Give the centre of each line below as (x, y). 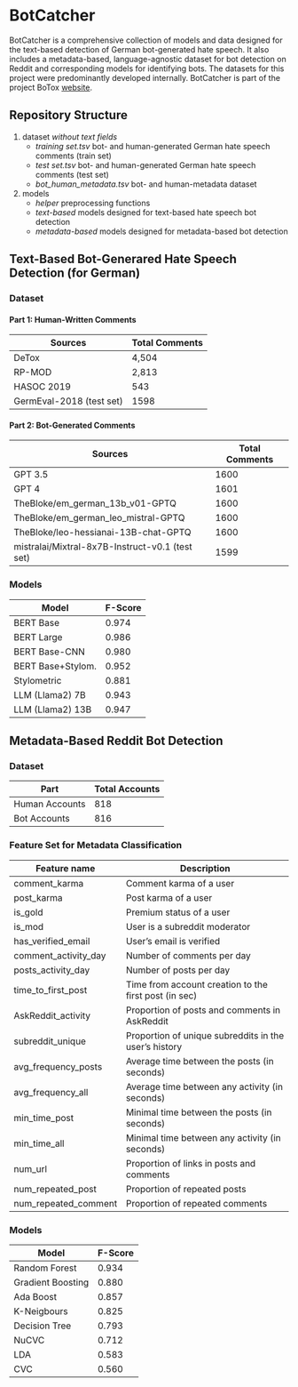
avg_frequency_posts (58, 1066)
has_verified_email (52, 941)
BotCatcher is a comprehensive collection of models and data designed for (146, 40)
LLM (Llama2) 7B (50, 694)
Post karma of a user (169, 897)
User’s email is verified (173, 941)
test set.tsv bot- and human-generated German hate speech (145, 164)
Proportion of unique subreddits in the (205, 1035)
